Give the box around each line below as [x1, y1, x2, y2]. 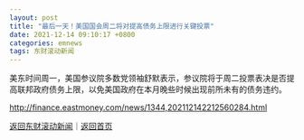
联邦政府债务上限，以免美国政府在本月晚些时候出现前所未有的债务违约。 [16, 84, 287, 95]
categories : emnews [9, 38, 83, 48]
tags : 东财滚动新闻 [9, 47, 75, 56]
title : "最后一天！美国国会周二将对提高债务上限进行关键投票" [9, 22, 214, 31]
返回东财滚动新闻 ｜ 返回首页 [9, 121, 113, 132]
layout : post [9, 13, 59, 23]
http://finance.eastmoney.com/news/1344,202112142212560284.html [9, 102, 268, 113]
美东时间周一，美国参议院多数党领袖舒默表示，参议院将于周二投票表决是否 [9, 73, 287, 84]
